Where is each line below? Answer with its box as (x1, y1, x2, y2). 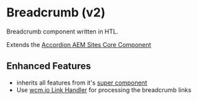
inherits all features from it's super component (16, 78, 148, 87)
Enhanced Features (6, 60, 91, 72)
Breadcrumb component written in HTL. (6, 27, 119, 35)
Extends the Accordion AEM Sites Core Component (6, 40, 151, 48)
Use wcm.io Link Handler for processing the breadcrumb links (16, 85, 192, 93)
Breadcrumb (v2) (6, 5, 106, 20)
